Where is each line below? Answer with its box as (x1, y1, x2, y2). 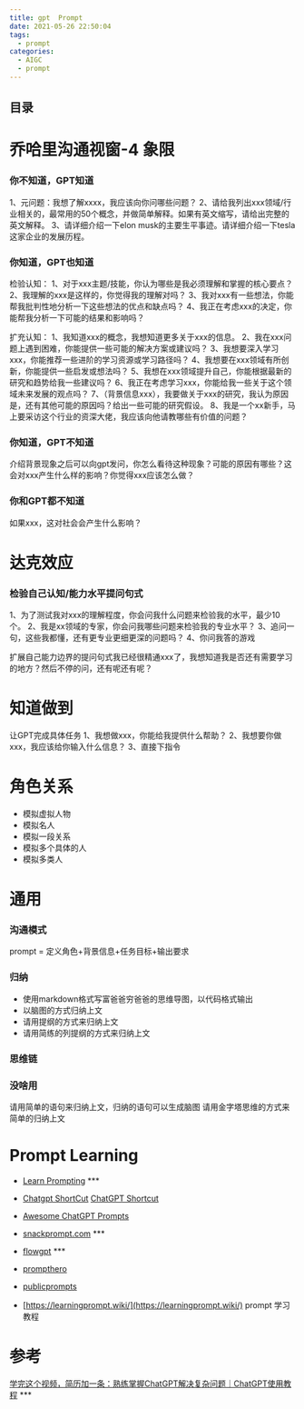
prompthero (22, 1263, 68, 1274)
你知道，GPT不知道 (9, 435, 94, 448)
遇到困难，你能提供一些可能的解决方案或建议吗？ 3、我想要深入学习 (25, 343, 279, 355)
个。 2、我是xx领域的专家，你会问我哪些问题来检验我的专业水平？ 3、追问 (9, 621, 288, 632)
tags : (9, 30, 30, 39)
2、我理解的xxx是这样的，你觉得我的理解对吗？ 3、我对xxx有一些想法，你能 (9, 290, 294, 301)
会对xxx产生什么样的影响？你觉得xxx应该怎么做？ (9, 470, 195, 481)
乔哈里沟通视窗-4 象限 (9, 140, 175, 160)
